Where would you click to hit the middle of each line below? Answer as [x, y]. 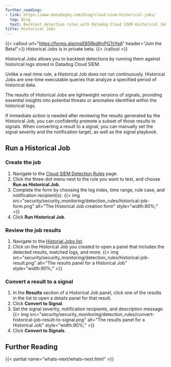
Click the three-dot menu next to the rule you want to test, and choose [86, 179]
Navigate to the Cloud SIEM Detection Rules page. [65, 174]
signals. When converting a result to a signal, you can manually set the [79, 127]
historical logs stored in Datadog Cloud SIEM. [53, 64]
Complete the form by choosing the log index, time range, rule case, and [89, 190]
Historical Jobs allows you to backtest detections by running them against [83, 59]
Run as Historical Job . [36, 184]
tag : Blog [20, 19]
